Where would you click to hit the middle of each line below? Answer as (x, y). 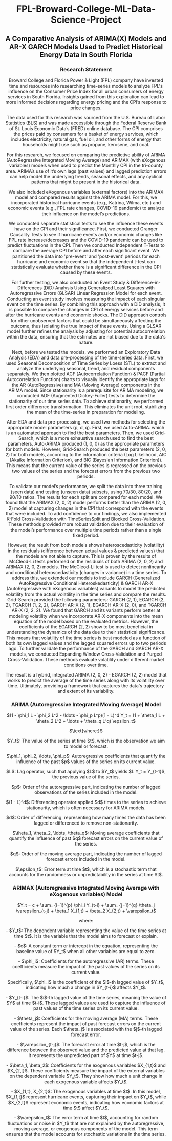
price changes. (86, 108)
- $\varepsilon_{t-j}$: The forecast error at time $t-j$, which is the (86, 1045)
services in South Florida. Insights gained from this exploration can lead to (86, 97)
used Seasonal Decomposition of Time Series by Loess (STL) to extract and (86, 363)
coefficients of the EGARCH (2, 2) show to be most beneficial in (86, 627)
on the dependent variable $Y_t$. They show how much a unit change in (86, 1076)
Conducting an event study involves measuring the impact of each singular (86, 299)
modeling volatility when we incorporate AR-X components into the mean (86, 616)
